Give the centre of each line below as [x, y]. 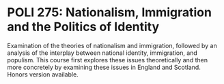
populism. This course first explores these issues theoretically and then [108, 60]
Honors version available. [43, 74]
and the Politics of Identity [83, 27]
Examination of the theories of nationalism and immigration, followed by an [112, 45]
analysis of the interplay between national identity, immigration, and [102, 53]
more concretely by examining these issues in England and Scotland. [104, 67]
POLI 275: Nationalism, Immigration [109, 13]
